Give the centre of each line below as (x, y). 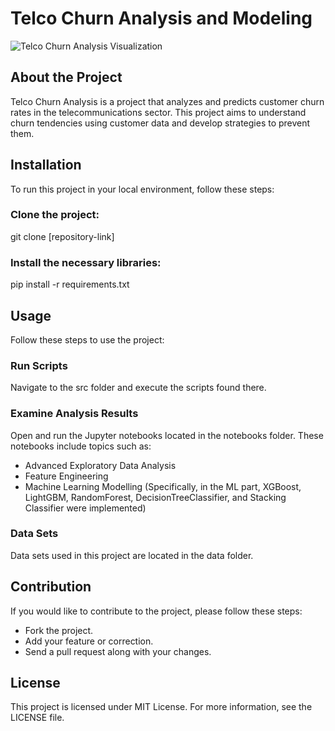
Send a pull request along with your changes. (118, 651)
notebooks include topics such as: (81, 446)
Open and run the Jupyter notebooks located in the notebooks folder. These (167, 435)
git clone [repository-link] (62, 236)
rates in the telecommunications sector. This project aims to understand (158, 112)
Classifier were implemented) (85, 508)
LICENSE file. (37, 718)
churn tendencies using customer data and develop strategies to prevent (160, 123)
